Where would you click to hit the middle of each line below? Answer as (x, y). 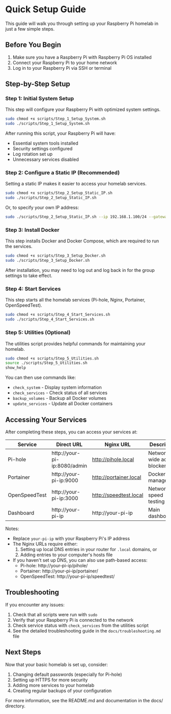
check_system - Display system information (57, 388)
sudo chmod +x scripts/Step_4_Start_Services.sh (58, 315)
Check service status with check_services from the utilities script (80, 625)
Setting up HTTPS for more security (50, 680)
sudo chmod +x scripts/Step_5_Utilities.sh (52, 358)
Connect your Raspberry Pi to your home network (65, 63)
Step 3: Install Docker (32, 230)
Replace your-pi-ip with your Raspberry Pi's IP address (71, 538)
